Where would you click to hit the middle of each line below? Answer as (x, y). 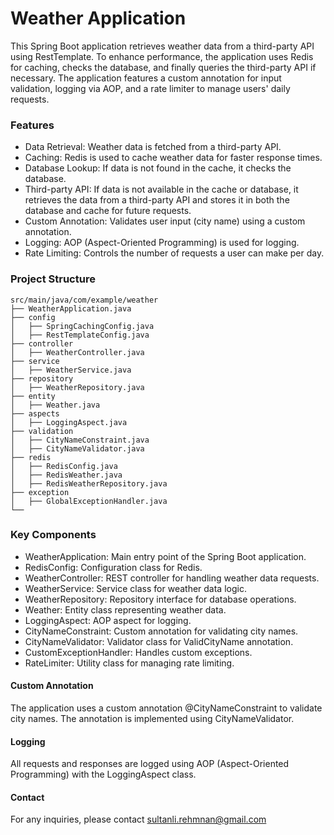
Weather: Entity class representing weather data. (125, 609)
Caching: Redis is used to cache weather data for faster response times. (173, 158)
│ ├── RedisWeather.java (66, 475)
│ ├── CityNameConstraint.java (80, 440)
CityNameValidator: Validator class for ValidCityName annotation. (159, 641)
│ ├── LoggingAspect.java (69, 422)
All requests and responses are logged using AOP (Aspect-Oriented (150, 764)
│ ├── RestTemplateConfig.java (80, 335)
